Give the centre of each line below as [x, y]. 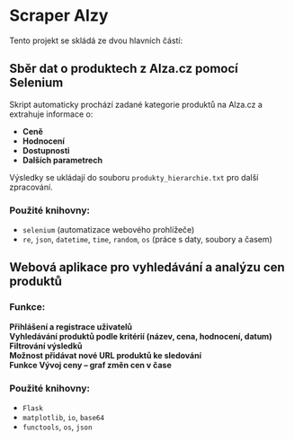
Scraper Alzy [59, 16]
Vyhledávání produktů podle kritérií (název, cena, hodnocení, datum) [141, 336]
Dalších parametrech [62, 160]
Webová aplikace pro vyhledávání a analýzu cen [147, 267]
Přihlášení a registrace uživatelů [71, 326]
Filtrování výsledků [46, 346]
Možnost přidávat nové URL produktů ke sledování [106, 355]
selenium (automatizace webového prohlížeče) [108, 230]
